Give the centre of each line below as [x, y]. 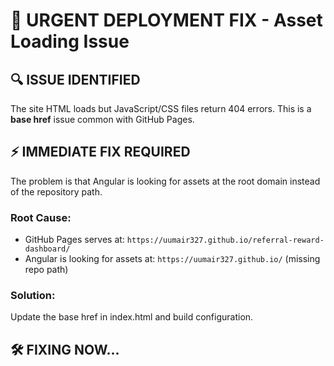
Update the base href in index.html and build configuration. [132, 317]
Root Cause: [41, 217]
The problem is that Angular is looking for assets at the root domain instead [165, 181]
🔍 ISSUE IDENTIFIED [75, 79]
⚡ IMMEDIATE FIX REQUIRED [100, 152]
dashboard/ [47, 249]
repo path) [46, 270]
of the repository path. [56, 191]
